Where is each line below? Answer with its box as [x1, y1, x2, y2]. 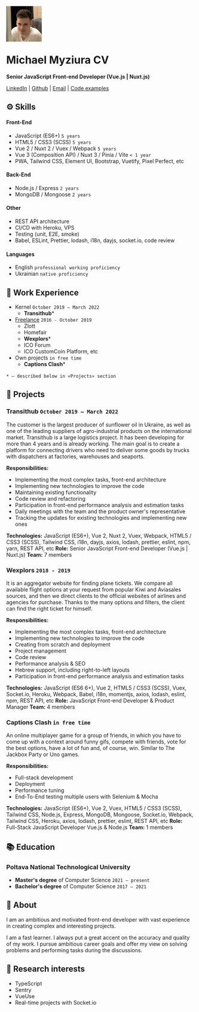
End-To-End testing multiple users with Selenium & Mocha [14, 793, 158, 800]
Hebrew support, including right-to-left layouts [14, 666, 130, 673]
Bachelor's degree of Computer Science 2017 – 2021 [14, 882, 147, 890]
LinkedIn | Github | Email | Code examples [6, 84, 109, 92]
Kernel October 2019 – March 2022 [14, 303, 100, 310]
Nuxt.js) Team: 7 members [6, 551, 72, 558]
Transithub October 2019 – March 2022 [6, 407, 118, 416]
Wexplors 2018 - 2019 [6, 566, 71, 574]
